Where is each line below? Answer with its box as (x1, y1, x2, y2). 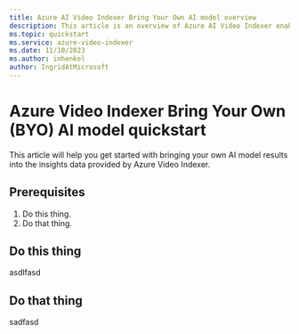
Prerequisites (9, 184, 85, 200)
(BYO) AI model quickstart (9, 120, 206, 141)
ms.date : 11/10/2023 (9, 46, 86, 55)
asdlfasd (9, 267, 41, 278)
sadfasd (9, 317, 39, 328)
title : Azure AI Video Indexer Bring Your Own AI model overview (9, 12, 256, 22)
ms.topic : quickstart (9, 29, 90, 38)
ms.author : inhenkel (9, 54, 86, 63)
